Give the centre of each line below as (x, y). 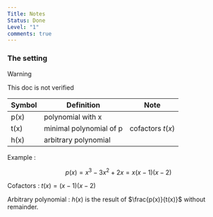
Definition (84, 105)
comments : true (30, 34)
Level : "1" (23, 27)
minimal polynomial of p (83, 128)
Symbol (24, 105)
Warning (19, 74)
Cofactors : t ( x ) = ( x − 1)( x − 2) (52, 186)
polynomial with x (73, 117)
